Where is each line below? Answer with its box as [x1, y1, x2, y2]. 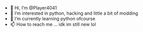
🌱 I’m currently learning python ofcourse [10, 16, 96, 21]
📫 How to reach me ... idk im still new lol [10, 21, 96, 27]
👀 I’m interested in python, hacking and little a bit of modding [10, 10, 138, 16]
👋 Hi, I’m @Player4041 [10, 5, 57, 11]
